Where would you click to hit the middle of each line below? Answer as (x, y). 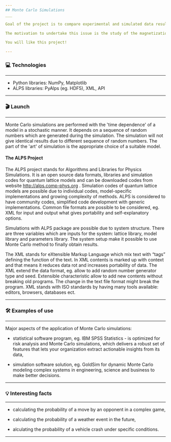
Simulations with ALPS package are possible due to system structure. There (85, 228)
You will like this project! (36, 42)
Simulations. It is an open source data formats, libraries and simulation (79, 175)
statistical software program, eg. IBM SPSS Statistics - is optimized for (86, 338)
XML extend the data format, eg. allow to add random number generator (81, 270)
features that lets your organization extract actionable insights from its (86, 349)
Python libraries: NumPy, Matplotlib (50, 83)
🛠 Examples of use (29, 311)
